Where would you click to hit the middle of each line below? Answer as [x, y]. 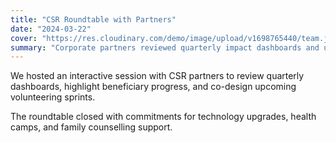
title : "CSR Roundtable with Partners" [93, 19]
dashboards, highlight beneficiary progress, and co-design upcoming [153, 87]
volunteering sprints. [53, 97]
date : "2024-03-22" [51, 29]
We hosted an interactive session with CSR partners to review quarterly [157, 76]
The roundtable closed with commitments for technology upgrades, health [163, 117]
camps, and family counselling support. [91, 127]
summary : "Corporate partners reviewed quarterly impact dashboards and [165, 47]
